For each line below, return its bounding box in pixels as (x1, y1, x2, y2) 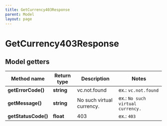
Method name (10, 75, 45, 82)
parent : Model (5, 12, 35, 17)
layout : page (5, 16, 32, 21)
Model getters (5, 58, 50, 66)
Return (54, 72, 71, 79)
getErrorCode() (7, 87, 45, 94)
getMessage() (7, 100, 42, 107)
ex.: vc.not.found (118, 87, 159, 94)
